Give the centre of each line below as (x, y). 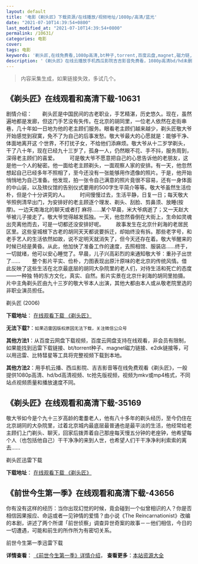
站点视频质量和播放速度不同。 (42, 383)
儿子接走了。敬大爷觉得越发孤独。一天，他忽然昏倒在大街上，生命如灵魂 (104, 217)
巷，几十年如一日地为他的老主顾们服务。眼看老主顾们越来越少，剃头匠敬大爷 (99, 129)
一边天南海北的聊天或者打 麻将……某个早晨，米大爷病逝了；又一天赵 (101, 210)
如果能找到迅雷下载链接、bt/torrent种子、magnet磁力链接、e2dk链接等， (95, 348)
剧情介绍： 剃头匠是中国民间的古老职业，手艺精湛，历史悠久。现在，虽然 (99, 114)
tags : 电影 (19, 50)
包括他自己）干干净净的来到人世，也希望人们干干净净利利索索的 (104, 440)
